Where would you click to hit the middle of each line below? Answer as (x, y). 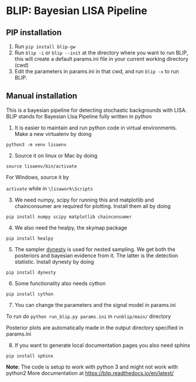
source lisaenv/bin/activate (42, 166)
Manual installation (42, 96)
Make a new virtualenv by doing (53, 134)
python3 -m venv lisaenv (36, 145)
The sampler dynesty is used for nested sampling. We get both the (95, 249)
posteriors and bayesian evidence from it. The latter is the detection (96, 255)
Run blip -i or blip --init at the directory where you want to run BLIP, (101, 53)
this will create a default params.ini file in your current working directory (102, 59)
